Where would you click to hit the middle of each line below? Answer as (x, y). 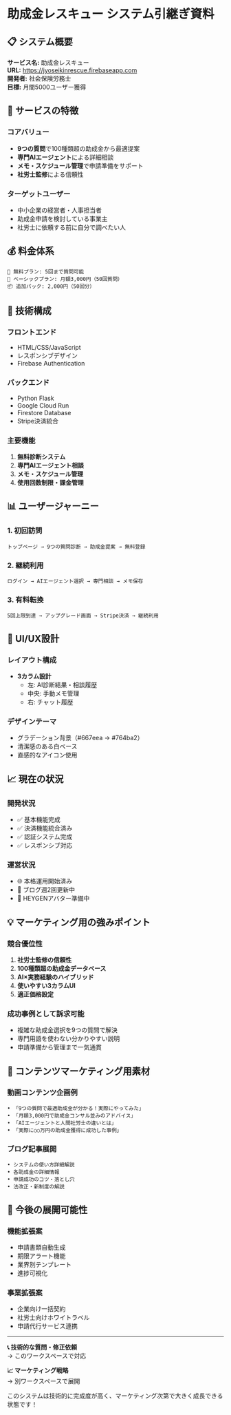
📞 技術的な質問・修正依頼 (42, 1348)
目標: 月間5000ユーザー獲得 (47, 87)
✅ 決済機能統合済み (45, 828)
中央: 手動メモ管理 (53, 693)
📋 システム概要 (40, 42)
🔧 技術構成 (29, 311)
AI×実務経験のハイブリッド (55, 977)
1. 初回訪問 (25, 531)
